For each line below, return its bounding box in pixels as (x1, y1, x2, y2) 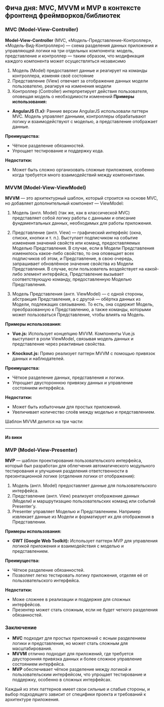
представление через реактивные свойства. (12, 341, 106, 347)
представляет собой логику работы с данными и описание (12, 215, 136, 221)
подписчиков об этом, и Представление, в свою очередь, (12, 255, 133, 261)
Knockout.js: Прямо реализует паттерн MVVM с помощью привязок (12, 350, 155, 356)
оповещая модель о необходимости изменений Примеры (12, 93, 134, 99)
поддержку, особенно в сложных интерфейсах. (12, 677, 112, 683)
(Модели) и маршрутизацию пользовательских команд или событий (12, 498, 156, 504)
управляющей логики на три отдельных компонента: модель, (5, 47, 134, 53)
